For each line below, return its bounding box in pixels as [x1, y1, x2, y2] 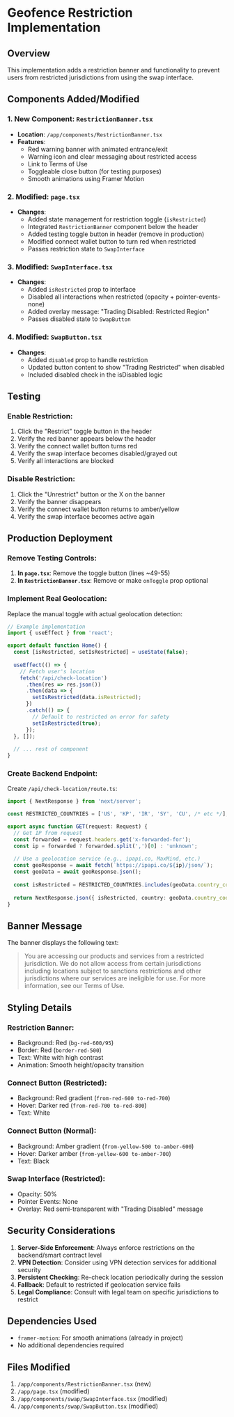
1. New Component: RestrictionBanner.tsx [7, 114, 153, 124]
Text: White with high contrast [17, 1053, 104, 1061]
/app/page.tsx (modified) [17, 1387, 90, 1395]
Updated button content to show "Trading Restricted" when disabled [27, 363, 225, 371]
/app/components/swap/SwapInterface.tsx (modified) [17, 1395, 168, 1403]
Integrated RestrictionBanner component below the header [27, 222, 198, 230]
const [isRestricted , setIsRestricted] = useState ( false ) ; [13, 649, 189, 656]
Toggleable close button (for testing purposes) [27, 167, 162, 175]
